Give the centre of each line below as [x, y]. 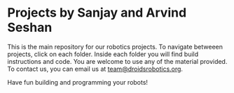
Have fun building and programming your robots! [78, 82]
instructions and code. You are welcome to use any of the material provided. [117, 61]
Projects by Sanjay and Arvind [97, 13]
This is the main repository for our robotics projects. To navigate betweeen [115, 46]
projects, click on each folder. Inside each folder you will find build [103, 54]
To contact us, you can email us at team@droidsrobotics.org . [95, 69]
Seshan [30, 27]
